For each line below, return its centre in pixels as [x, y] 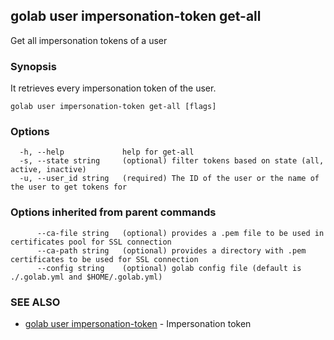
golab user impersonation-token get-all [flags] [113, 107]
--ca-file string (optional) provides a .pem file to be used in [180, 233]
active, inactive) [48, 170]
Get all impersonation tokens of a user [89, 40]
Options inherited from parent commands [113, 212]
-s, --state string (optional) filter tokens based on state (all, [172, 161]
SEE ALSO [35, 302]
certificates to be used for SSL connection [104, 259]
